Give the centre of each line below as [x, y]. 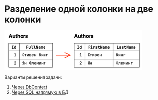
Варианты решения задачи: [33, 77]
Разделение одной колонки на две [79, 9]
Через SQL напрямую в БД [40, 92]
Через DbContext [29, 87]
